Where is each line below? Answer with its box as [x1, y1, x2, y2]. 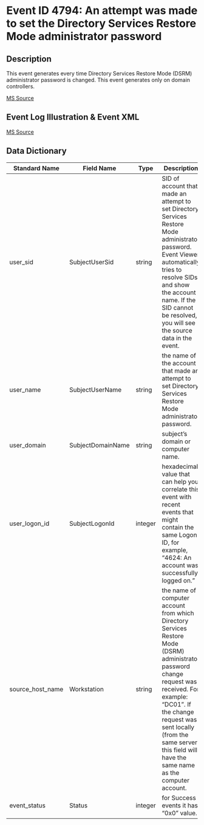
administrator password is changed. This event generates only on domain [6, 77, 190, 83]
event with [161, 492, 192, 501]
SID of [161, 174, 180, 182]
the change [161, 708, 194, 716]
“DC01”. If [161, 700, 191, 708]
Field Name [83, 164, 117, 172]
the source [161, 326, 192, 334]
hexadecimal [161, 462, 199, 471]
